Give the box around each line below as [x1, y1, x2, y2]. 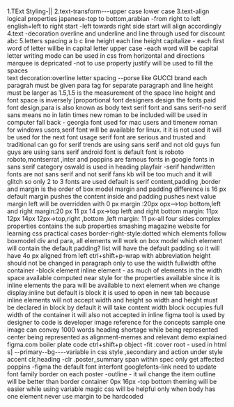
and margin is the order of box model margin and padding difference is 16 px [7, 185, 227, 193]
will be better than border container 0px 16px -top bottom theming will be [7, 377, 217, 385]
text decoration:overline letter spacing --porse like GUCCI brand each [7, 73, 208, 82]
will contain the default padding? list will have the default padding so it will [7, 244, 220, 252]
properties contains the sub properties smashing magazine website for [7, 222, 210, 230]
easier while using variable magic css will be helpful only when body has [7, 385, 216, 393]
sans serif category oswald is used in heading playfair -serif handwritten [7, 162, 215, 171]
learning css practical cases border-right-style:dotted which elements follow [7, 229, 227, 238]
